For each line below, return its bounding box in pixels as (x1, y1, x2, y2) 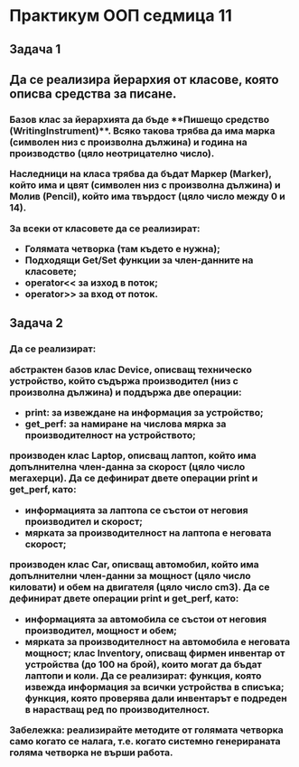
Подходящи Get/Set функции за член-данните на (24, 254, 254, 267)
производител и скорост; (24, 515, 143, 528)
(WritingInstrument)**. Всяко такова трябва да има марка (9, 124, 276, 136)
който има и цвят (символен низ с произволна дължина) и (9, 179, 281, 192)
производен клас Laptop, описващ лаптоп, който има (9, 449, 257, 462)
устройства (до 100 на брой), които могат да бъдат (24, 658, 262, 670)
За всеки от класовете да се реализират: (9, 222, 201, 235)
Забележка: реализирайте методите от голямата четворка (9, 724, 285, 736)
